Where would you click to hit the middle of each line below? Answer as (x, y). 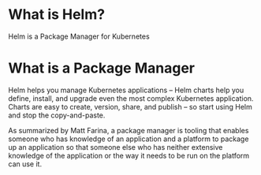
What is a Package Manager (102, 68)
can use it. (25, 164)
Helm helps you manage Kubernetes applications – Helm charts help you (126, 90)
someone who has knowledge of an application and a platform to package (129, 139)
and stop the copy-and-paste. (57, 115)
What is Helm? (56, 15)
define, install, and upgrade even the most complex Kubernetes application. (131, 98)
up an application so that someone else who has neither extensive (116, 147)
